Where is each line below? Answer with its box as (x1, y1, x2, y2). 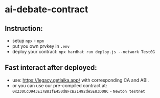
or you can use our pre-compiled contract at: (12, 82, 107, 88)
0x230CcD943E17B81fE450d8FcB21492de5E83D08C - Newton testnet (12, 88, 146, 94)
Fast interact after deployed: (5, 63, 98, 72)
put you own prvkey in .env (12, 43, 70, 49)
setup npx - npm (12, 37, 44, 44)
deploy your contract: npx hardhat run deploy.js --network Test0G (12, 49, 155, 54)
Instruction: (5, 24, 43, 33)
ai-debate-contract (5, 4, 88, 15)
